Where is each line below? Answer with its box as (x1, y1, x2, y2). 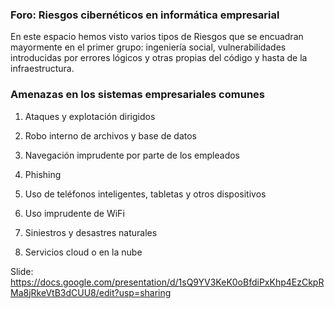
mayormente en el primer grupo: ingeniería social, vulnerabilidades (10, 41, 287, 53)
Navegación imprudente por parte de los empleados (24, 149, 240, 161)
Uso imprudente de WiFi (24, 207, 125, 219)
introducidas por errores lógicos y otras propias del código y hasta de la (10, 52, 308, 64)
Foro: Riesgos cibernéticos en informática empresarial (10, 8, 280, 22)
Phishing (24, 168, 62, 180)
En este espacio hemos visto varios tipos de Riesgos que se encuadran (10, 31, 304, 43)
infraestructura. (10, 63, 75, 75)
